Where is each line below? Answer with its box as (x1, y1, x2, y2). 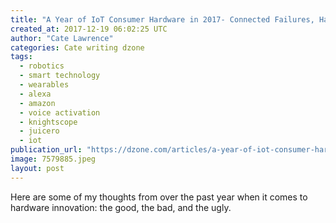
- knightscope (19, 117, 78, 127)
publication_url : (10, 145, 83, 155)
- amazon (19, 98, 56, 108)
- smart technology (19, 71, 101, 81)
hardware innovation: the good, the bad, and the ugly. (10, 201, 232, 213)
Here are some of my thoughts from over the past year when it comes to (10, 191, 308, 203)
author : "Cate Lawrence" (10, 33, 114, 43)
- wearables (19, 80, 70, 90)
